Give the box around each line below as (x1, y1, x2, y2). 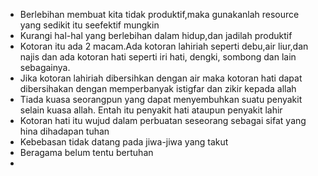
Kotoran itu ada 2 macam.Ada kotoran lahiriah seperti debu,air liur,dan (19, 40, 309, 52)
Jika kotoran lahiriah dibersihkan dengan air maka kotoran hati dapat (19, 72, 303, 84)
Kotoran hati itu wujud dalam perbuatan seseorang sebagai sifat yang (19, 115, 307, 126)
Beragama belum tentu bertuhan (19, 147, 154, 158)
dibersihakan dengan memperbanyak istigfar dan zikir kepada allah (19, 83, 297, 94)
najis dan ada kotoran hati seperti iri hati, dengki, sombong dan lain (19, 51, 297, 63)
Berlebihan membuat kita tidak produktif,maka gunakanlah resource (19, 9, 300, 20)
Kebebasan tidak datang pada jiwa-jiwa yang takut (19, 136, 229, 148)
